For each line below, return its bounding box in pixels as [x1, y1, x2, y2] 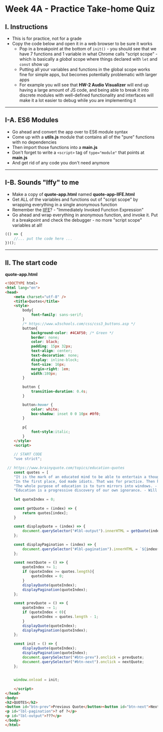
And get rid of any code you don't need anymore [12, 160, 110, 165]
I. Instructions [5, 23, 48, 31]
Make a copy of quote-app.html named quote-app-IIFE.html [12, 191, 135, 197]
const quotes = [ [14, 470, 49, 475]
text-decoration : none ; [31, 353, 79, 358]
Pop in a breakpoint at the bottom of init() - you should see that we [19, 46, 157, 51]
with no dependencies [12, 139, 57, 145]
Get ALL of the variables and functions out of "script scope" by [12, 196, 138, 202]
